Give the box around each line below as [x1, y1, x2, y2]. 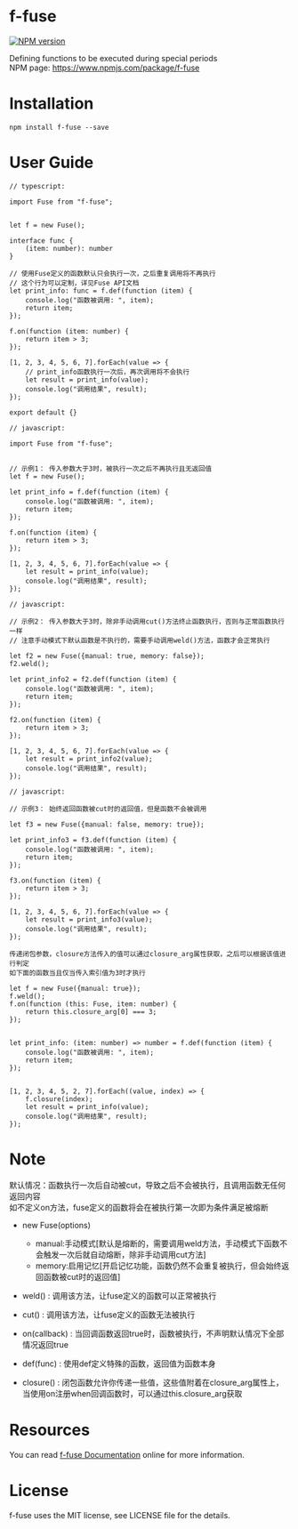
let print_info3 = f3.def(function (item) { [9, 835, 177, 844]
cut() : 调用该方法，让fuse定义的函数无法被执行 [21, 1309, 196, 1320]
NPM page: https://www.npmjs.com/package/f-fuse [9, 62, 200, 73]
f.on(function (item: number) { [9, 326, 129, 335]
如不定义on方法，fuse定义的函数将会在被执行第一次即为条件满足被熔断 [9, 1202, 269, 1212]
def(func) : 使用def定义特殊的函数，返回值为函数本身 [21, 1358, 216, 1369]
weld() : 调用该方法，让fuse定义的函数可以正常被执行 [21, 1290, 217, 1300]
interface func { [9, 236, 74, 245]
